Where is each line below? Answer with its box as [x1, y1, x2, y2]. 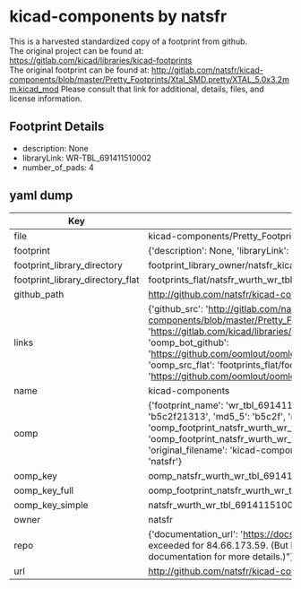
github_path [13, 288, 64, 300]
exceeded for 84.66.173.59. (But [147, 539, 288, 551]
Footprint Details [9, 119, 105, 134]
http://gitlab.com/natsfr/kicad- [150, 65, 264, 75]
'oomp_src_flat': [147, 359, 215, 371]
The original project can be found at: [9, 45, 144, 56]
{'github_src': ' [147, 302, 209, 315]
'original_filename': [147, 444, 228, 456]
